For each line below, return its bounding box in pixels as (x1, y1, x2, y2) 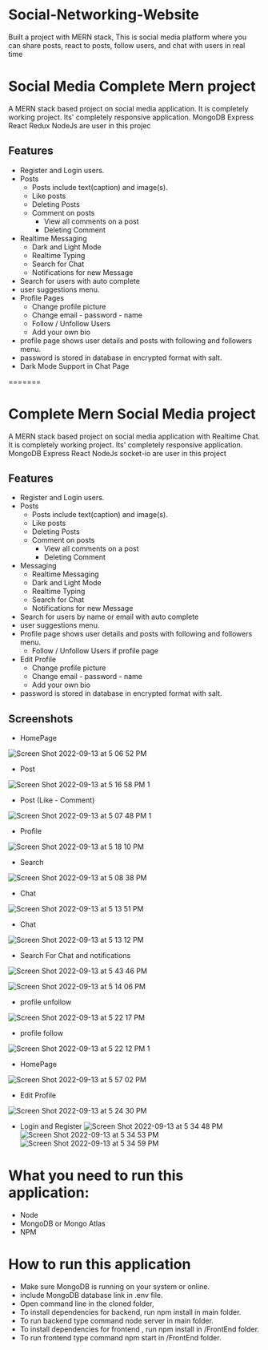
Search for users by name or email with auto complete (19, 612, 199, 622)
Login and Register (19, 1122, 82, 1131)
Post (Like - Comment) (19, 795, 95, 805)
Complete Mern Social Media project (8, 405, 256, 422)
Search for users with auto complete (19, 276, 140, 285)
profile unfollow (19, 997, 72, 1007)
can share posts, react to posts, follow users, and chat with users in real (8, 40, 246, 50)
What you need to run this (8, 1166, 184, 1185)
